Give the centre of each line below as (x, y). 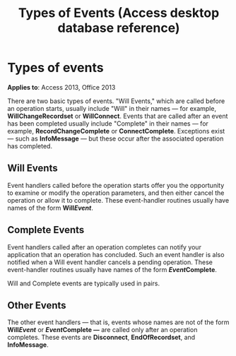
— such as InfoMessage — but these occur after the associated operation (116, 138)
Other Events (37, 305)
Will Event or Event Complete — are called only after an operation (102, 330)
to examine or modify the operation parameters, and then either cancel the (116, 193)
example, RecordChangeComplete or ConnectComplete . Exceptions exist (116, 131)
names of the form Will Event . (51, 208)
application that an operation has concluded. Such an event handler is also (116, 254)
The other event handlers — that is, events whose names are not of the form (118, 322)
